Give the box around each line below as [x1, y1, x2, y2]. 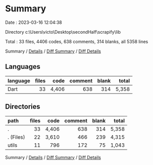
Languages [5, 62, 41, 71]
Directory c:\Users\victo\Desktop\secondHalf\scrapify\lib [5, 29, 121, 35]
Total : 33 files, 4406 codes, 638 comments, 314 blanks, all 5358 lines [5, 38, 149, 45]
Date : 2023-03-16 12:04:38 [5, 19, 62, 25]
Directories [5, 103, 41, 111]
